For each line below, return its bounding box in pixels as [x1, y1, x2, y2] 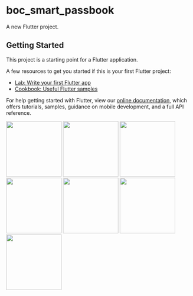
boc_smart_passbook [6, 4, 115, 17]
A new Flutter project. [6, 23, 59, 30]
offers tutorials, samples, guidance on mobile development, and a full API [6, 103, 184, 110]
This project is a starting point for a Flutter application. [6, 56, 138, 63]
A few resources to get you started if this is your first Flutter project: [6, 67, 171, 75]
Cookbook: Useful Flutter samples [14, 85, 98, 92]
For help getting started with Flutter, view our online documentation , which [6, 96, 188, 104]
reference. [6, 109, 31, 116]
